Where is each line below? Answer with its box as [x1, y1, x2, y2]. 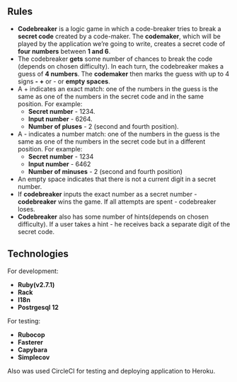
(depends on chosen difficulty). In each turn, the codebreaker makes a [17, 62, 224, 70]
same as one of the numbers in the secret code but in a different [17, 137, 206, 146]
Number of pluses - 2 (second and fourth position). [28, 122, 179, 130]
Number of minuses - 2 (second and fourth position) [28, 167, 183, 175]
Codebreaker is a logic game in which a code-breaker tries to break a [17, 24, 221, 33]
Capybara [17, 345, 48, 354]
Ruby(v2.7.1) [17, 280, 55, 289]
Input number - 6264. [28, 115, 93, 123]
